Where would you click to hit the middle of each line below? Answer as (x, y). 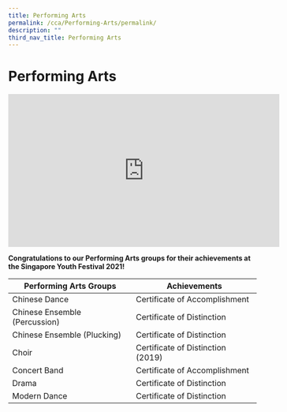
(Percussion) (36, 322)
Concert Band (38, 370)
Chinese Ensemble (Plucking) (67, 335)
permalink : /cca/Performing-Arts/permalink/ (82, 23)
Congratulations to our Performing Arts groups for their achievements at (129, 258)
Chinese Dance (41, 299)
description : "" (35, 30)
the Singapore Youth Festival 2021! (67, 267)
